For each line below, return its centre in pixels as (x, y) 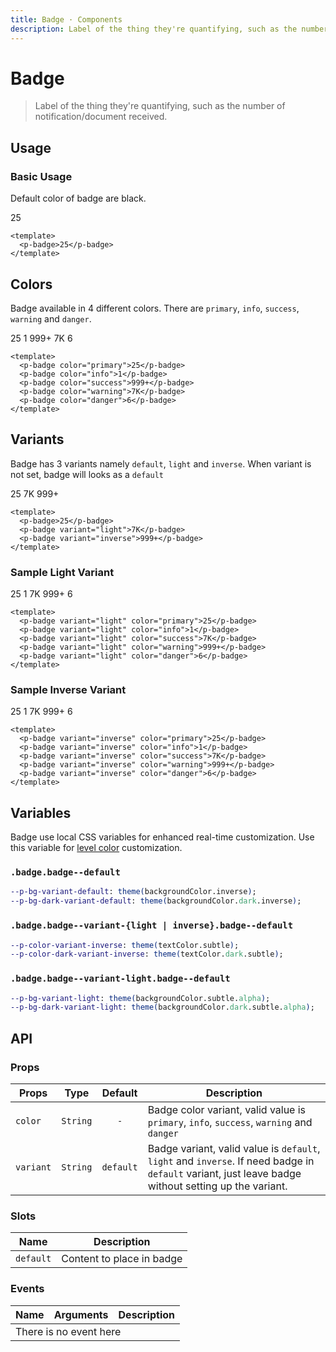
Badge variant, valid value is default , (234, 1148)
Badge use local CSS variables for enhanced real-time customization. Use (162, 837)
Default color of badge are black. (78, 198)
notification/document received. (101, 117)
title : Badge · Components (66, 19)
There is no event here (68, 1331)
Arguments (81, 1314)
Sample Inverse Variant (68, 689)
